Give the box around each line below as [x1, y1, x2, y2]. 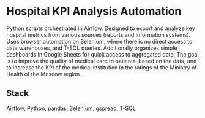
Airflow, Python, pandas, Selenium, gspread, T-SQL [6, 104, 136, 112]
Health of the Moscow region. [6, 70, 81, 77]
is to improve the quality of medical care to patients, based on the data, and [6, 57, 197, 65]
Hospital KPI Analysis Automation [6, 4, 182, 18]
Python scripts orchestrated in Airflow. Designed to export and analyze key [6, 25, 195, 32]
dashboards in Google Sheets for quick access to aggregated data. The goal [6, 50, 199, 58]
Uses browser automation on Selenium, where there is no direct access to [6, 37, 193, 45]
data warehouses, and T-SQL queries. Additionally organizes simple [6, 44, 177, 52]
